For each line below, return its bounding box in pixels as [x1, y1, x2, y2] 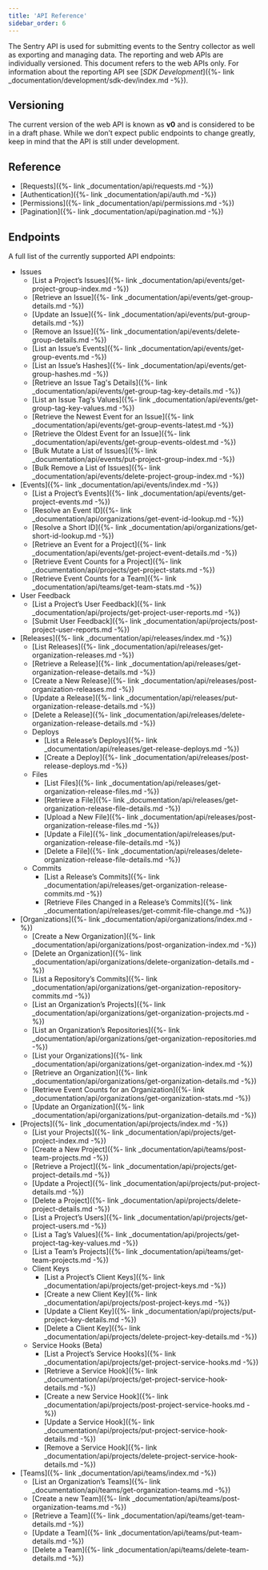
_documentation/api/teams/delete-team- [115, 1544, 250, 1554]
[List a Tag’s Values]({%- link [31, 1229, 128, 1239]
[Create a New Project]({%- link [31, 1144, 137, 1154]
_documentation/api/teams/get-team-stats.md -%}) [31, 582, 202, 592]
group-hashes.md [31, 369, 92, 378]
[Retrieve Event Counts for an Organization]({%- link [31, 1084, 206, 1095]
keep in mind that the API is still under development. [8, 137, 180, 147]
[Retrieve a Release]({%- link [31, 658, 128, 668]
